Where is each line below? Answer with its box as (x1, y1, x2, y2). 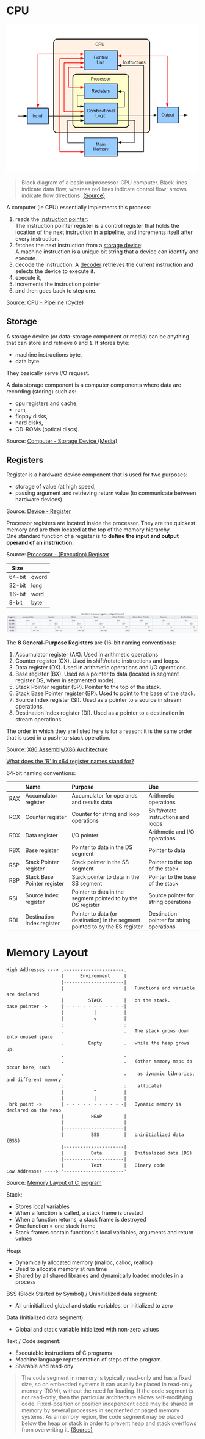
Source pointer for (148, 891, 195, 898)
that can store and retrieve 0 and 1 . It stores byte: (6, 339, 130, 346)
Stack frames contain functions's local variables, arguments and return (15, 1228, 194, 1236)
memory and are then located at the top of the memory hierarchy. (6, 526, 171, 533)
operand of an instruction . (6, 539, 74, 547)
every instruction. (15, 235, 60, 242)
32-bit (9, 581, 26, 589)
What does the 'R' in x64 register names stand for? (6, 758, 134, 765)
